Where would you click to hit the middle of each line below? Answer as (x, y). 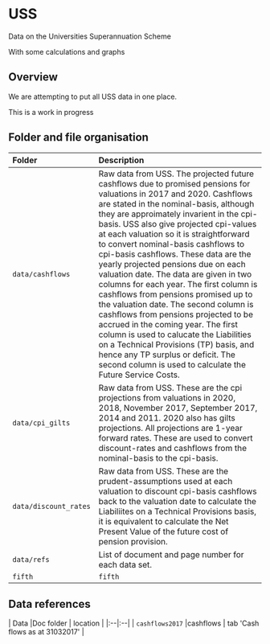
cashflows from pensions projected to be (176, 314)
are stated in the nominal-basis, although (176, 203)
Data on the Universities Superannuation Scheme (90, 36)
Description (121, 160)
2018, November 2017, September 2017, (178, 408)
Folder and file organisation (78, 137)
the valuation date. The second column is (176, 304)
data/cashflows (41, 274)
